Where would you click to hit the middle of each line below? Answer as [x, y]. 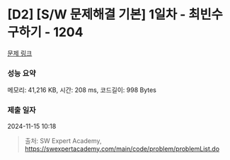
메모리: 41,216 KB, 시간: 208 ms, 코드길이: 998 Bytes [82, 90]
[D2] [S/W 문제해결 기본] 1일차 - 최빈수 [115, 15]
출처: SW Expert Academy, [63, 141]
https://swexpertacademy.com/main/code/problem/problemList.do [122, 149]
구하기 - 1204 [45, 32]
